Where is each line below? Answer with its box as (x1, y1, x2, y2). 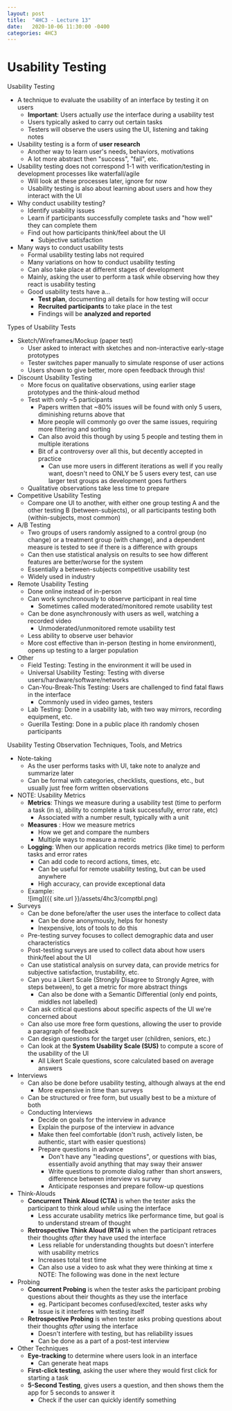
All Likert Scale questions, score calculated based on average (37, 1056, 214, 1065)
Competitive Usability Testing (17, 491, 102, 500)
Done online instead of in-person (27, 587, 123, 595)
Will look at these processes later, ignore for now (27, 177, 168, 185)
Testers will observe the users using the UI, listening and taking (27, 126, 209, 134)
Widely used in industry (27, 573, 96, 581)
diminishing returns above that (37, 410, 125, 419)
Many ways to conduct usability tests (17, 244, 124, 252)
